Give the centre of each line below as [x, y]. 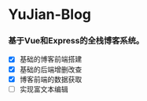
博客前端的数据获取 [51, 79]
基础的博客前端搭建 [51, 59]
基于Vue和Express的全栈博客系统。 [76, 41]
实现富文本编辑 [44, 89]
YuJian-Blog [50, 15]
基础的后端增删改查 [51, 69]
